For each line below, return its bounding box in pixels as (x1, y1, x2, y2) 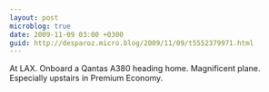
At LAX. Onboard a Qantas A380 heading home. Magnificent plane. (9, 63, 261, 74)
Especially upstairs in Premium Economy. (9, 73, 164, 84)
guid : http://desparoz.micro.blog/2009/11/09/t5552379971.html (9, 38, 254, 48)
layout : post (9, 13, 59, 23)
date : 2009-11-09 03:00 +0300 (9, 30, 125, 39)
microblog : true (9, 22, 71, 31)
